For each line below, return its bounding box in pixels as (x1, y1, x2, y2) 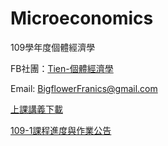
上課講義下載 (10, 103, 63, 115)
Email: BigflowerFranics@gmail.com (10, 82, 158, 94)
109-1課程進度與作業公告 (10, 124, 112, 136)
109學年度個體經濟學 (10, 41, 96, 53)
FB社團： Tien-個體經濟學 (10, 62, 114, 74)
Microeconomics (10, 7, 154, 30)
